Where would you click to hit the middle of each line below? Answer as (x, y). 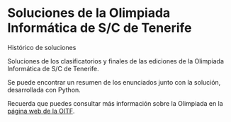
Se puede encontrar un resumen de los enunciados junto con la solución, (114, 82)
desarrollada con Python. (44, 90)
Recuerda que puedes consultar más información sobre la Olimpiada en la (115, 103)
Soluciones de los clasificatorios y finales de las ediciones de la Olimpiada (116, 61)
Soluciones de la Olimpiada (89, 13)
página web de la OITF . (41, 111)
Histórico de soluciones (42, 47)
